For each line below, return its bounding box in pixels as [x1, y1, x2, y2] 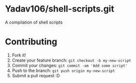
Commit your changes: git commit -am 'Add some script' [12, 62, 128, 68]
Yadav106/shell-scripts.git [5, 3, 114, 14]
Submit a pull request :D [12, 72, 60, 78]
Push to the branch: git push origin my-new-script [12, 68, 115, 73]
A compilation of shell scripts [5, 19, 63, 25]
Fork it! [12, 52, 27, 58]
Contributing [5, 36, 57, 47]
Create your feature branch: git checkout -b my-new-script [12, 57, 131, 63]
